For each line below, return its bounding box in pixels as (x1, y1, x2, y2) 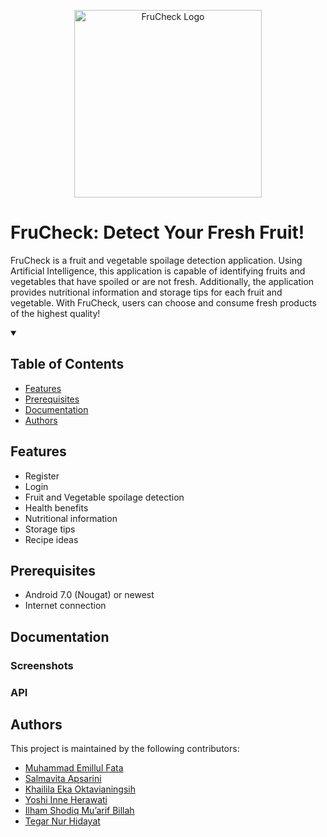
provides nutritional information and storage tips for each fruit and (10, 286, 283, 298)
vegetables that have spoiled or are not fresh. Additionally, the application (10, 275, 315, 287)
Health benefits (24, 501, 89, 514)
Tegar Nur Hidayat (24, 815, 101, 827)
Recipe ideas (24, 533, 79, 545)
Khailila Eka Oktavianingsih (24, 783, 136, 795)
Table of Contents (10, 356, 125, 373)
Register (24, 470, 60, 482)
